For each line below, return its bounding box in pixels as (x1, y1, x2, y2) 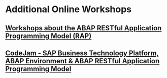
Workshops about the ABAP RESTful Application (5, 24, 162, 32)
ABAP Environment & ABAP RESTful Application (5, 57, 160, 65)
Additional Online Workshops (5, 4, 132, 15)
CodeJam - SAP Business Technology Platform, (5, 49, 159, 57)
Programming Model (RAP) (5, 31, 92, 40)
